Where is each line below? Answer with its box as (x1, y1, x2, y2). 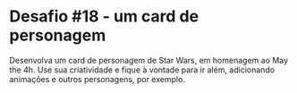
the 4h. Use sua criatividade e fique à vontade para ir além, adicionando (9, 64, 276, 75)
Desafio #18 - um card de (9, 6, 199, 27)
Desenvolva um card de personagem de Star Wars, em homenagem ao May (9, 55, 289, 65)
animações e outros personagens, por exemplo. (9, 73, 186, 84)
